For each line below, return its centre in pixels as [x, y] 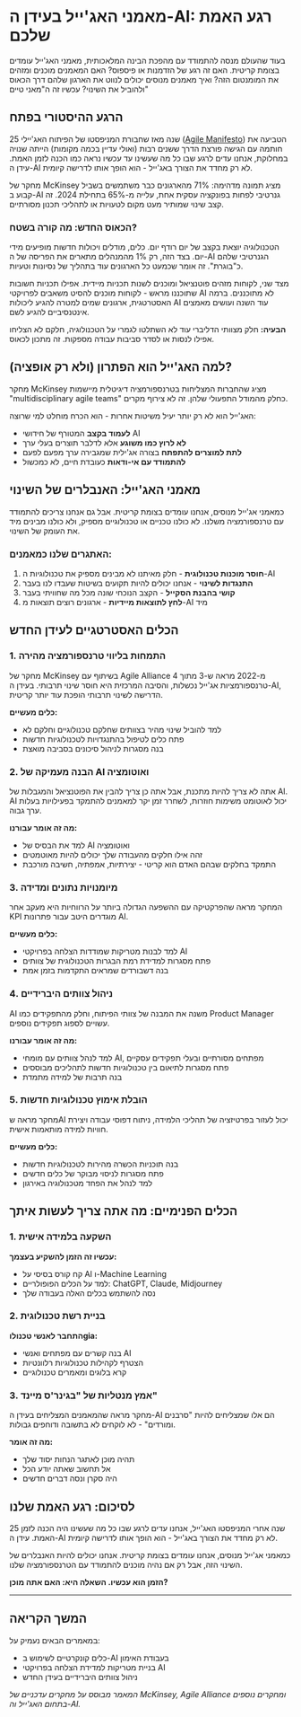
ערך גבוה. [26, 810]
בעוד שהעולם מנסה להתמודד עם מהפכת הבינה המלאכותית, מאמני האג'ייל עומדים [147, 60]
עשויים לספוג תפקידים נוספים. [60, 1023]
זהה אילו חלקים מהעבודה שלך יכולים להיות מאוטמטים [112, 854]
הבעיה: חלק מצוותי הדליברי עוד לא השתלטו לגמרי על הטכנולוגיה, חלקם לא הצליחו [148, 330]
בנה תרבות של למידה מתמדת [72, 1077]
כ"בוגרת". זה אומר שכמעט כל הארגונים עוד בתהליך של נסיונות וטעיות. [126, 266]
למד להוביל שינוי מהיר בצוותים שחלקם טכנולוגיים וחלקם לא [122, 729]
